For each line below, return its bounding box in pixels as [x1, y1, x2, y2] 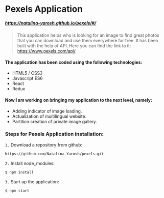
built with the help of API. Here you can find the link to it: [17, 43, 131, 49]
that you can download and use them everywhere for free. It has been [17, 38, 158, 44]
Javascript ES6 [12, 75, 43, 82]
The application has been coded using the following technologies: [5, 59, 142, 65]
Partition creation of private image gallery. [12, 118, 97, 124]
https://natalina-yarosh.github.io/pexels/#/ [5, 20, 96, 26]
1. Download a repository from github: [5, 141, 82, 148]
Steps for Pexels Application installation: [5, 131, 104, 138]
